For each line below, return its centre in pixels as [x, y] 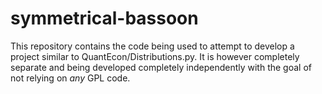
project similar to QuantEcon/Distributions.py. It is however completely [155, 56]
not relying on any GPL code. [70, 78]
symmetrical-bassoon [104, 18]
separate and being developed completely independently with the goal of [161, 67]
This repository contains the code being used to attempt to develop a [152, 46]
